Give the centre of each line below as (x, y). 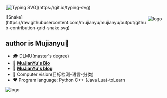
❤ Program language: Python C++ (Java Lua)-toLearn (69, 80)
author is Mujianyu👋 (37, 44)
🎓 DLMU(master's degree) (41, 56)
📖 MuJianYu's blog (32, 68)
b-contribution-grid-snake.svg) (38, 28)
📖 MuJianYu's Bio (31, 63)
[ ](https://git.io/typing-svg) (48, 8)
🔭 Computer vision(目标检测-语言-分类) (53, 74)
